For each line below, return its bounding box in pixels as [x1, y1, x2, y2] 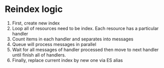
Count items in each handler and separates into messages [12, 36, 134, 42]
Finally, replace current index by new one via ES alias [12, 57, 123, 63]
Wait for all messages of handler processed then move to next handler [12, 46, 159, 52]
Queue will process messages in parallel [12, 41, 97, 47]
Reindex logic [5, 3, 63, 15]
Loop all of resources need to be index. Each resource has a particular [12, 25, 159, 31]
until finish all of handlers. [12, 51, 66, 58]
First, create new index [12, 20, 60, 26]
